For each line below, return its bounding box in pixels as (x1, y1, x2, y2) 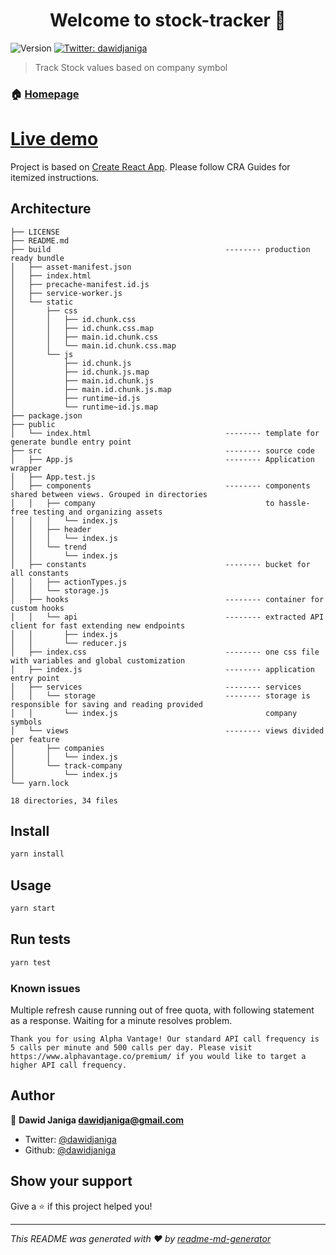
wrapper (10, 463, 43, 473)
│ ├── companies (10, 743, 105, 753)
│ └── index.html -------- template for (10, 428, 320, 438)
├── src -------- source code (10, 445, 315, 456)
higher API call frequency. (10, 1060, 128, 1070)
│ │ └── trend (10, 542, 87, 552)
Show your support (10, 1173, 133, 1190)
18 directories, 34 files (10, 795, 118, 806)
